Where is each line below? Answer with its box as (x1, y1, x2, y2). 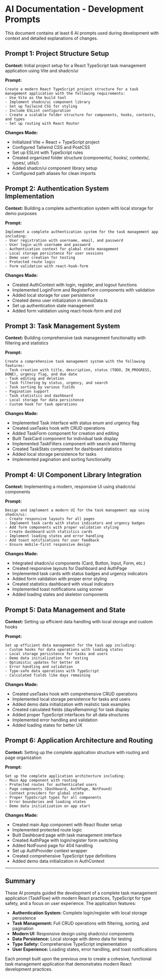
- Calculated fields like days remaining (5, 673, 91, 678)
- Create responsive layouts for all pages (5, 516, 95, 521)
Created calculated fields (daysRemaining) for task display (12, 707, 130, 712)
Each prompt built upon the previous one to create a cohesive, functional (5, 955, 152, 961)
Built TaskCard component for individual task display (12, 436, 118, 441)
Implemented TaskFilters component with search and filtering (12, 441, 136, 447)
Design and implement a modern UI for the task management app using (5, 508, 150, 513)
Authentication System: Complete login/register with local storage (12, 910, 147, 916)
